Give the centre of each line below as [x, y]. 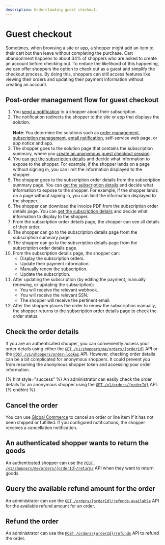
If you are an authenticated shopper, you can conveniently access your [77, 344]
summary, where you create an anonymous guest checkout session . [82, 154]
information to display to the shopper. [51, 217]
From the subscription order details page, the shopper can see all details [86, 222]
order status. [26, 316]
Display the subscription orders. [52, 258]
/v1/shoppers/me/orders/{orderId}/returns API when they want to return [80, 468]
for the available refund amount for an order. [50, 506]
